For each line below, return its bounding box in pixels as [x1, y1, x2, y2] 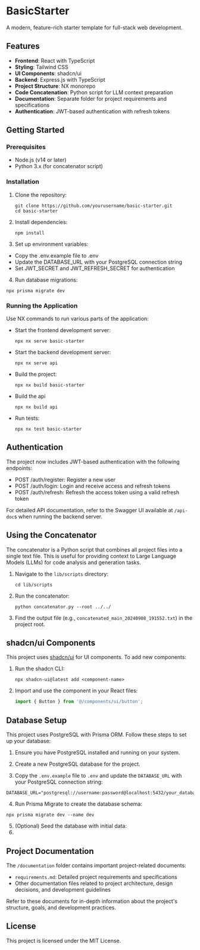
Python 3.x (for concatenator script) [14, 163, 103, 170]
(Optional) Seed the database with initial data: [14, 822, 127, 830]
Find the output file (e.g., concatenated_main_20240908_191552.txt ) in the [14, 614, 193, 621]
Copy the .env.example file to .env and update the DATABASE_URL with [14, 772, 182, 779]
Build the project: [14, 371, 57, 378]
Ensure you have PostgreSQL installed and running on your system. [14, 749, 180, 756]
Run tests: [14, 414, 40, 422]
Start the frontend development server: [14, 327, 111, 334]
